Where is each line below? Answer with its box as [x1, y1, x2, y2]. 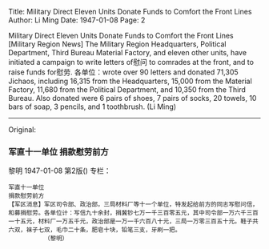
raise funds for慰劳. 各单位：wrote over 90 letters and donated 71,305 [8, 67, 239, 77]
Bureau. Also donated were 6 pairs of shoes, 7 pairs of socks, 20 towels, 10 [8, 94, 257, 102]
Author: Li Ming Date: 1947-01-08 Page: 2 [8, 15, 146, 25]
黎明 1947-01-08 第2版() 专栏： [8, 166, 111, 175]
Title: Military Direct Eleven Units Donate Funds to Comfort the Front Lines [8, 7, 252, 16]
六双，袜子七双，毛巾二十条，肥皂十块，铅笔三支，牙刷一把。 [8, 226, 182, 235]
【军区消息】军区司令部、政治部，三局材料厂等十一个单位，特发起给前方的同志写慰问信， [8, 200, 259, 209]
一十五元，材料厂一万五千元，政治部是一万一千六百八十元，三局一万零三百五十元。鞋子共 [8, 218, 259, 226]
